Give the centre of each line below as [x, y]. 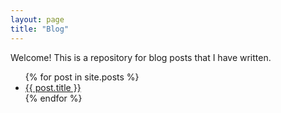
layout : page [37, 19]
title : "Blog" [40, 29]
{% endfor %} [53, 98]
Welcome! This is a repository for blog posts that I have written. [141, 57]
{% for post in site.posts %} [82, 77]
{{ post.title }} [53, 87]
